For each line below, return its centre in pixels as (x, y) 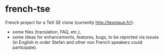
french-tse (28, 9)
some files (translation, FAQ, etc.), (47, 32)
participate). (25, 47)
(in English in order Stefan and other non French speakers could (77, 42)
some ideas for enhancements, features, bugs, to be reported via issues (85, 37)
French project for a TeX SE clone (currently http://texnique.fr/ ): (70, 22)
